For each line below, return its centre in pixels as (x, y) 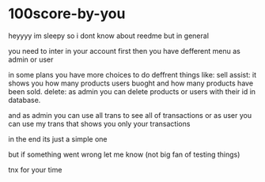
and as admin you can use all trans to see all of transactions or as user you (130, 115)
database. (25, 100)
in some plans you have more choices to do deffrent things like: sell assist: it (132, 74)
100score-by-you (67, 14)
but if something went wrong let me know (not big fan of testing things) (124, 154)
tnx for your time (35, 169)
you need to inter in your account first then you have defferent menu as (125, 51)
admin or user (31, 59)
